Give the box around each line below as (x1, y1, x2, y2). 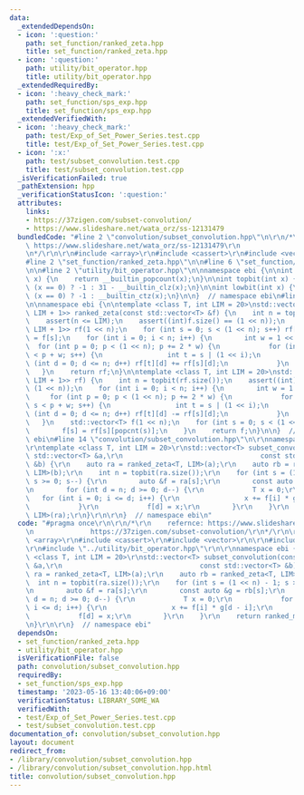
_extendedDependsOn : (17, 22, 95, 31)
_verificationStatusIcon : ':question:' (17, 190, 168, 199)
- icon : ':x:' (17, 148, 71, 157)
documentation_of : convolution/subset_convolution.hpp (9, 730, 221, 739)
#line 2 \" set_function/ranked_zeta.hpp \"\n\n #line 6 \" (25, 257, 245, 267)
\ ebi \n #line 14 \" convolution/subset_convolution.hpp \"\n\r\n (25, 434, 270, 444)
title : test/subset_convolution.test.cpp (25, 165, 184, 174)
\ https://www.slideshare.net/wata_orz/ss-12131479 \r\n (25, 241, 242, 250)
